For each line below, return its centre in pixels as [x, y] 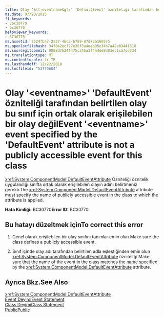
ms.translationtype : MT [29, 55]
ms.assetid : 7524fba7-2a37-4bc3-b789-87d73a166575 [58, 42]
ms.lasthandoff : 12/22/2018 [34, 64]
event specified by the [51, 135]
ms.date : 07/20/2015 [26, 14]
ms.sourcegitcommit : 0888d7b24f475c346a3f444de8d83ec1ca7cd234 [71, 50]
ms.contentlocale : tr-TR [30, 60]
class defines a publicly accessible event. [54, 242]
